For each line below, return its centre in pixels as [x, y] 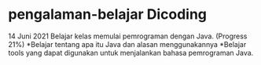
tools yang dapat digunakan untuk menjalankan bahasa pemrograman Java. [131, 52]
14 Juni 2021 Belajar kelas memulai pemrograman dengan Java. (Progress [128, 36]
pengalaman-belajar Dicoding [107, 14]
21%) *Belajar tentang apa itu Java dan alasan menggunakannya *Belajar [127, 44]
